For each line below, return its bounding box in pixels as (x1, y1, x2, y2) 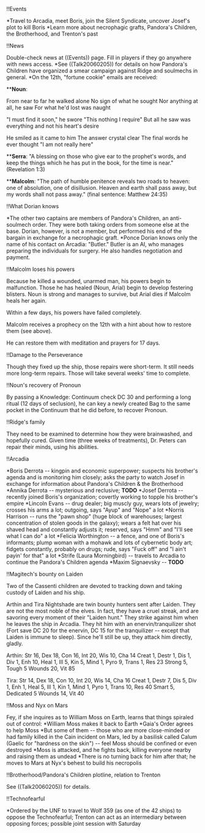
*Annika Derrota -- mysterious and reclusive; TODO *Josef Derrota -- (6, 487, 184, 494)
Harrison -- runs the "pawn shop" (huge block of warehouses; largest (6, 513, 182, 520)
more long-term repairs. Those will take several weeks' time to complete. (6, 370, 191, 377)
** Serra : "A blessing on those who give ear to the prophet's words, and (6, 153, 187, 160)
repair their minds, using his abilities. (6, 444, 99, 450)
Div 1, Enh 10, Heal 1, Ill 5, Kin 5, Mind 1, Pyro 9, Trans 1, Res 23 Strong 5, (6, 659, 188, 665)
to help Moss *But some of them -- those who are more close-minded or (6, 727, 190, 733)
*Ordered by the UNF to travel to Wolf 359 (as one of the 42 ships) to (6, 807, 182, 814)
